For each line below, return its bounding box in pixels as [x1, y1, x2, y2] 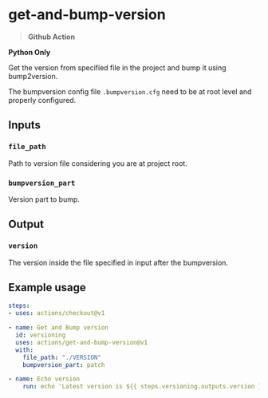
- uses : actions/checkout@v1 [8, 309, 105, 317]
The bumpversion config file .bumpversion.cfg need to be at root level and [8, 86, 252, 97]
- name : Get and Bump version [8, 324, 109, 332]
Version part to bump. [8, 194, 80, 204]
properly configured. [8, 95, 77, 104]
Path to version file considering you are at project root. [8, 158, 187, 168]
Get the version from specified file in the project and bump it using [8, 62, 227, 73]
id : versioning [15, 331, 66, 340]
